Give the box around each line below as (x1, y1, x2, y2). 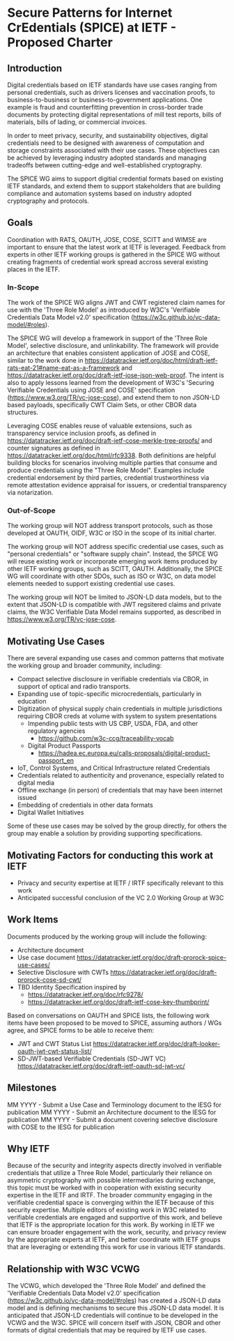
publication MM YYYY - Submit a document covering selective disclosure (7, 1115, 218, 1123)
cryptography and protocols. (7, 197, 89, 205)
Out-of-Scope (7, 506, 56, 515)
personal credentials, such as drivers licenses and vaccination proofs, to (7, 89, 215, 96)
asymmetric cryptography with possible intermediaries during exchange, (7, 1176, 216, 1185)
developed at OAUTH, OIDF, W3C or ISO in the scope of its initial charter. (7, 529, 217, 538)
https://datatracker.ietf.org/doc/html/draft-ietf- (84, 356, 218, 365)
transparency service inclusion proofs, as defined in (7, 429, 157, 437)
